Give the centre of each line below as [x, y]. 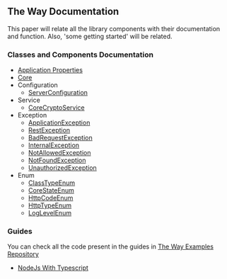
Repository [23, 254]
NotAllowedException [59, 153]
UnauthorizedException [62, 168]
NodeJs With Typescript [53, 268]
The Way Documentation [63, 12]
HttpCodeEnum [51, 198]
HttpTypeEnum [50, 205]
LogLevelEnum [50, 213]
